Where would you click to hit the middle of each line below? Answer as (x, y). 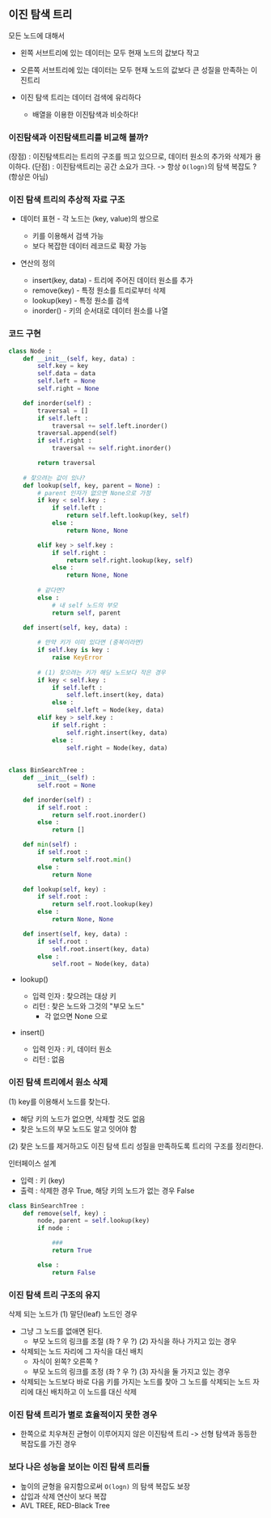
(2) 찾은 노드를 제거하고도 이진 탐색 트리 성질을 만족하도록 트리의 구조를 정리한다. (136, 1146)
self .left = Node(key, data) (115, 710)
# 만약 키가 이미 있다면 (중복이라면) (91, 643)
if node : (54, 1228)
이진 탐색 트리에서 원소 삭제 (58, 1082)
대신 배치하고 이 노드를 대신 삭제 (86, 1391)
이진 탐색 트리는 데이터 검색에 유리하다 (80, 97)
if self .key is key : (74, 650)
